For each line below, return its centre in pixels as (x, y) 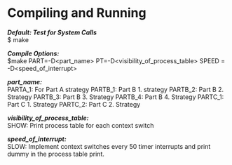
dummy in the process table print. (56, 154)
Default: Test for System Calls (52, 32)
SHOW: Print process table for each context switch (81, 125)
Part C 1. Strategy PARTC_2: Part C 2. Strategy (74, 104)
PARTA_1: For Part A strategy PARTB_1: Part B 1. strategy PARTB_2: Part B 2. (116, 89)
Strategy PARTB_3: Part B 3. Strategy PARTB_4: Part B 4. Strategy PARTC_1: (116, 97)
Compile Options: (33, 53)
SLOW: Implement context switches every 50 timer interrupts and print (109, 146)
